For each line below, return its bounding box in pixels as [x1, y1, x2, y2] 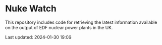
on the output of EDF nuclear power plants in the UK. [5, 24, 113, 30]
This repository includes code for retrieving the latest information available [5, 19, 158, 25]
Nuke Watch [5, 3, 57, 14]
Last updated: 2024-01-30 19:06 [5, 34, 72, 40]
